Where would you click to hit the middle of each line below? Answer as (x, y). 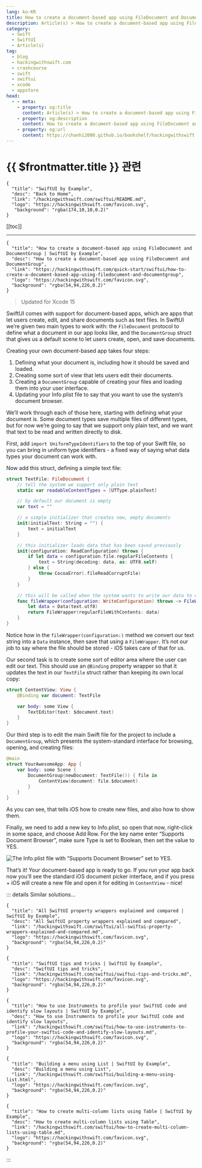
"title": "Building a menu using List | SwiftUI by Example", (91, 1064)
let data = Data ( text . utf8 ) (63, 607)
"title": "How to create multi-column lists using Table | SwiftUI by (102, 1112)
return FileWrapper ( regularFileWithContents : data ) (94, 612)
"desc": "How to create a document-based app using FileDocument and (100, 259)
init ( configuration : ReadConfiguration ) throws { (81, 551)
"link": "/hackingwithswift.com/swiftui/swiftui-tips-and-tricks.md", (102, 974)
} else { (39, 568)
